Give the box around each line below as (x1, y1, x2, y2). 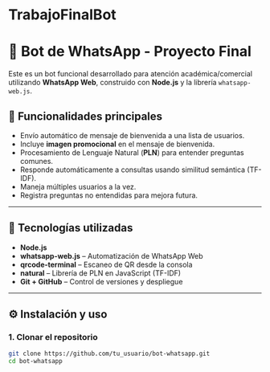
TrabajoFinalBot (8, 6, 117, 24)
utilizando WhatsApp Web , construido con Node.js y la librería (8, 78, 217, 88)
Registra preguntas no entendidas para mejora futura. (19, 190, 198, 200)
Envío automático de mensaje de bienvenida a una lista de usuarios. (19, 130, 245, 140)
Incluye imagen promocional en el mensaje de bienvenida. (19, 139, 215, 149)
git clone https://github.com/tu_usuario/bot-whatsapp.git (8, 350, 211, 358)
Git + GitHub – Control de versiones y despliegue (19, 276, 183, 286)
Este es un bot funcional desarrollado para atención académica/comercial (8, 69, 253, 79)
